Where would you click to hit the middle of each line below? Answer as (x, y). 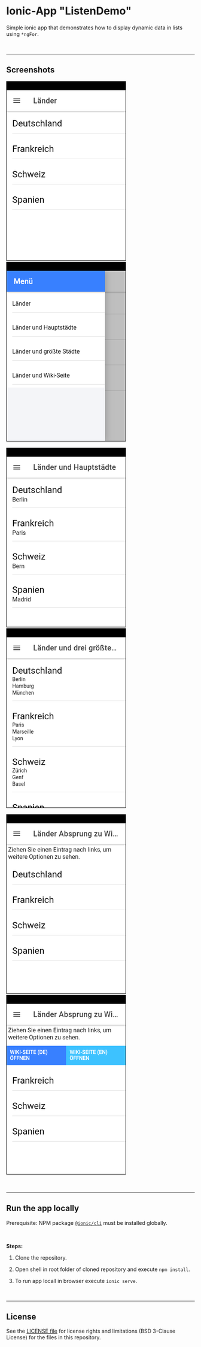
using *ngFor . (22, 34)
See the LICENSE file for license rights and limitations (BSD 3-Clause (91, 1331)
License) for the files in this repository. (54, 1337)
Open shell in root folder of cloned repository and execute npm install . (102, 1269)
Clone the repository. (41, 1257)
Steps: (14, 1246)
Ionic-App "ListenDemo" (69, 11)
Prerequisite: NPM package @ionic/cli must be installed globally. (87, 1223)
